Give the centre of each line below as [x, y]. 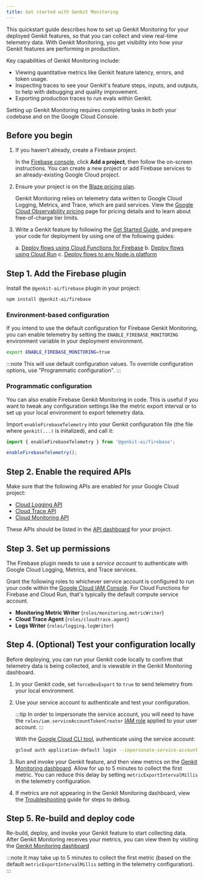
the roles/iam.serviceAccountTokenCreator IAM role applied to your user [106, 720]
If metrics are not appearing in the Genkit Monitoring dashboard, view [103, 793]
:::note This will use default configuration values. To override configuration [100, 364]
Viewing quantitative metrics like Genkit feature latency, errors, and [99, 72]
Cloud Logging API [39, 505]
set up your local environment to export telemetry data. [76, 412]
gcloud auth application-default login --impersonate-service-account [107, 750]
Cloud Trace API [36, 511]
